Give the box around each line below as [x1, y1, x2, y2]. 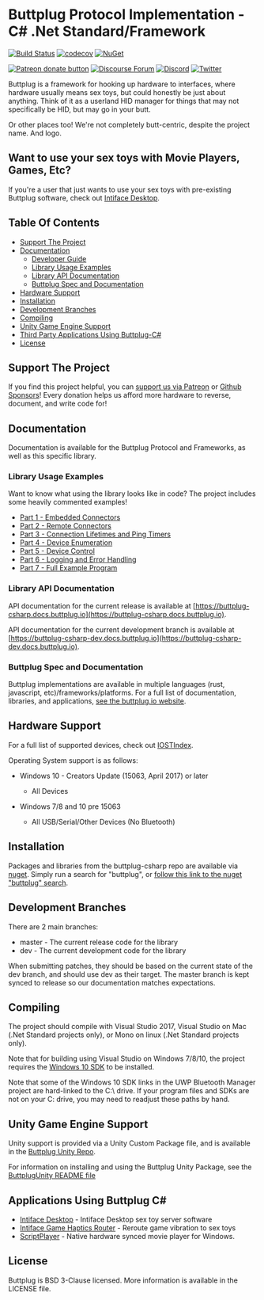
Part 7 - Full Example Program [19, 563, 118, 573]
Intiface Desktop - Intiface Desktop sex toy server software [19, 1214, 213, 1224]
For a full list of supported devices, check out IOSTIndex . [8, 740, 194, 749]
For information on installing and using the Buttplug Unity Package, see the [8, 1162, 252, 1172]
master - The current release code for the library [19, 937, 179, 947]
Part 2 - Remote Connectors [19, 521, 112, 531]
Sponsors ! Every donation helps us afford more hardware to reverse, [8, 391, 232, 400]
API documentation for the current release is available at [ [8, 600, 196, 611]
